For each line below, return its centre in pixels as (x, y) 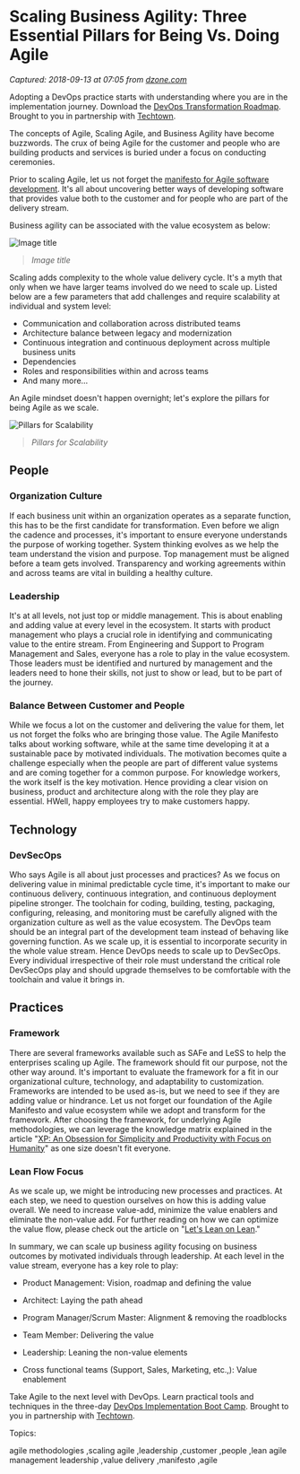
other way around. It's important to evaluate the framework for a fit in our (144, 1072)
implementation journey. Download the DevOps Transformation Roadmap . (146, 106)
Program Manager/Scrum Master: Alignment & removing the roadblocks (154, 1317)
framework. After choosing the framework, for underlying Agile (125, 1120)
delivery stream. (39, 207)
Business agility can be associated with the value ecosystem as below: (140, 225)
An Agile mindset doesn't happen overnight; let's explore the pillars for (140, 397)
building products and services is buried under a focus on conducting (138, 152)
